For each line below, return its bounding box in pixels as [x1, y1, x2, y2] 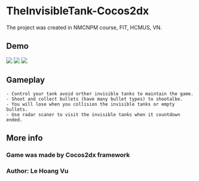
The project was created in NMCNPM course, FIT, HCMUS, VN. [6, 24, 163, 31]
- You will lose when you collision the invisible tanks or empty [6, 101, 175, 107]
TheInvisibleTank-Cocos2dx [6, 4, 149, 18]
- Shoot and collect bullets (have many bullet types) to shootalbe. [6, 96, 183, 102]
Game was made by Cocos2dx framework [6, 151, 130, 159]
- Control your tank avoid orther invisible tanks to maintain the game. [6, 90, 194, 96]
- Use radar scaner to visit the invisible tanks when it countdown [6, 111, 180, 117]
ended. [6, 117, 23, 123]
